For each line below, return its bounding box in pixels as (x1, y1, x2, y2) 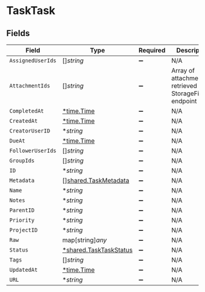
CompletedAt (9, 108, 45, 114)
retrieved (171, 82, 197, 90)
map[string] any (62, 236, 107, 244)
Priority (9, 217, 35, 224)
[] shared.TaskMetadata (62, 177, 129, 184)
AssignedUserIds (9, 57, 57, 64)
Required (138, 46, 166, 54)
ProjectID (9, 227, 38, 233)
